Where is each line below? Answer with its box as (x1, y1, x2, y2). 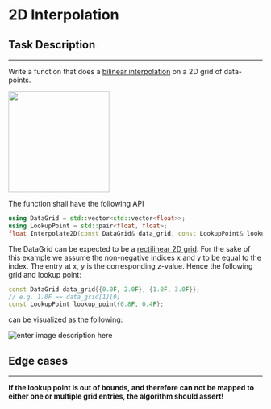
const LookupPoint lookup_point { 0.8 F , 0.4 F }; (8, 300, 164, 308)
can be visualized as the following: (8, 315, 123, 324)
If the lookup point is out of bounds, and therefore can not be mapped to (8, 383, 255, 393)
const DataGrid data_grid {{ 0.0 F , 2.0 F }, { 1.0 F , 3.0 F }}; (8, 285, 200, 294)
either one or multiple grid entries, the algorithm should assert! (8, 391, 224, 401)
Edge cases (8, 353, 69, 368)
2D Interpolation (8, 6, 119, 24)
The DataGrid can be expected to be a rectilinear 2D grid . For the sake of (8, 244, 251, 253)
